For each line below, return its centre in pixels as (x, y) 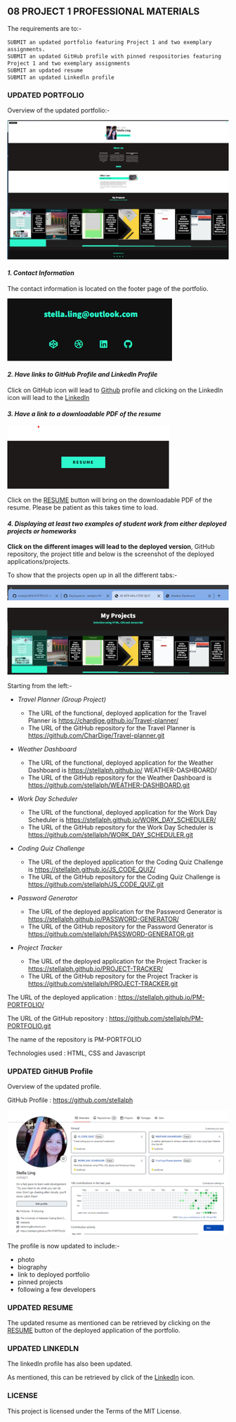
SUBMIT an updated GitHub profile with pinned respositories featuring (114, 56)
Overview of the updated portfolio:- (59, 110)
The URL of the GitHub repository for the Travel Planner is (111, 728)
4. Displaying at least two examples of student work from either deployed (117, 524)
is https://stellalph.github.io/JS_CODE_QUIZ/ (92, 869)
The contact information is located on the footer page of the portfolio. (108, 288)
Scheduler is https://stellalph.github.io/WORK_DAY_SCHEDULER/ (122, 820)
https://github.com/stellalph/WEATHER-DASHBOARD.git (109, 785)
